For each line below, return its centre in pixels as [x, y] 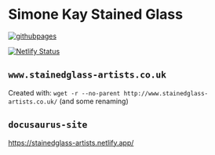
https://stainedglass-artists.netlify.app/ [71, 142]
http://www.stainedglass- [166, 93]
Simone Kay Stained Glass [95, 14]
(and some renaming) [94, 101]
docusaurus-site [48, 125]
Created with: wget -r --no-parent [64, 92]
